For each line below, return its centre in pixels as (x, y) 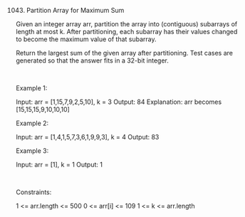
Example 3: (32, 151)
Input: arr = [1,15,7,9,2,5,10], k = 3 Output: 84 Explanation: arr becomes (119, 102)
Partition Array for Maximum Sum (75, 10)
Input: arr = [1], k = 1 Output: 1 (59, 164)
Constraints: (34, 192)
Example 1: (32, 88)
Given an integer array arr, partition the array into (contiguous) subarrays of (127, 24)
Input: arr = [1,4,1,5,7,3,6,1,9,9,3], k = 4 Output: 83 (88, 137)
